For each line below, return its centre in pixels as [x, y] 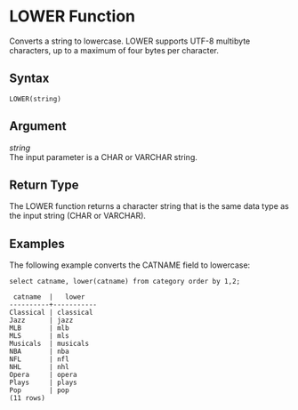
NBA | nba [39, 352]
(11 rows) [28, 398]
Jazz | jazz [41, 321]
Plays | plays [43, 383]
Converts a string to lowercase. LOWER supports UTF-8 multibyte [130, 41]
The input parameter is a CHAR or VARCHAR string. [104, 157]
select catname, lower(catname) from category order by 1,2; [125, 282]
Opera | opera [43, 375]
